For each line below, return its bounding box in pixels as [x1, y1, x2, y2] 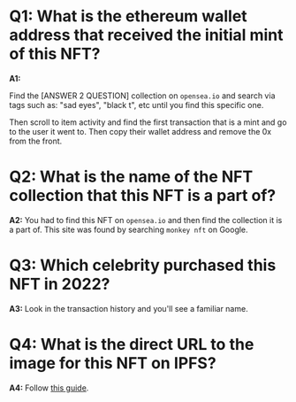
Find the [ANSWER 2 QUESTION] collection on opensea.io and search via [9, 90, 276, 101]
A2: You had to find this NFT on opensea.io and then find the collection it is [9, 214, 283, 225]
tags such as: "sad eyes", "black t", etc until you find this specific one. [9, 99, 264, 110]
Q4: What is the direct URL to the [9, 335, 254, 354]
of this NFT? [9, 44, 101, 64]
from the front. [9, 135, 63, 146]
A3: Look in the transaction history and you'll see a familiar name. [9, 303, 249, 313]
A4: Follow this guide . [9, 383, 89, 393]
